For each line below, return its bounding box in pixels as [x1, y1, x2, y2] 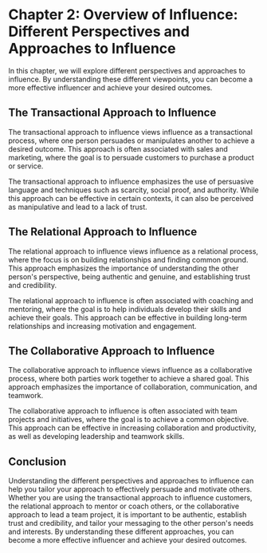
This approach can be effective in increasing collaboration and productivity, [8, 423, 257, 433]
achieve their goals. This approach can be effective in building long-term [8, 313, 247, 322]
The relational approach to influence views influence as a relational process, [8, 246, 259, 256]
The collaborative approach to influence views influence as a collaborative [8, 365, 253, 375]
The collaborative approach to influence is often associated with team [8, 406, 238, 416]
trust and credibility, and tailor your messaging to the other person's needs [8, 519, 254, 528]
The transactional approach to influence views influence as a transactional [8, 127, 253, 136]
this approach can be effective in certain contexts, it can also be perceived [8, 193, 253, 203]
